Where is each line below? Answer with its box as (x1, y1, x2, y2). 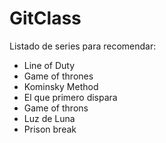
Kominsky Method (23, 80, 99, 92)
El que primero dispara (23, 91, 118, 103)
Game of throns (23, 102, 89, 114)
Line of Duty (23, 59, 76, 71)
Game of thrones (23, 70, 94, 82)
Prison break (23, 123, 77, 135)
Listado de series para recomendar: (9, 40, 157, 52)
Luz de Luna (23, 112, 76, 124)
